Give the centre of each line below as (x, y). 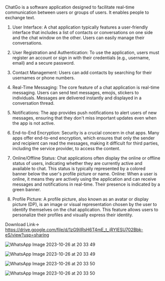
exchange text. (20, 18)
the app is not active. (33, 123)
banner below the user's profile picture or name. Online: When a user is (85, 174)
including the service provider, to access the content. (66, 148)
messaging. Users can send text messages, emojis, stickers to (75, 93)
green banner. (26, 189)
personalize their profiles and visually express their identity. (73, 215)
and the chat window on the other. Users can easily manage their (78, 38)
